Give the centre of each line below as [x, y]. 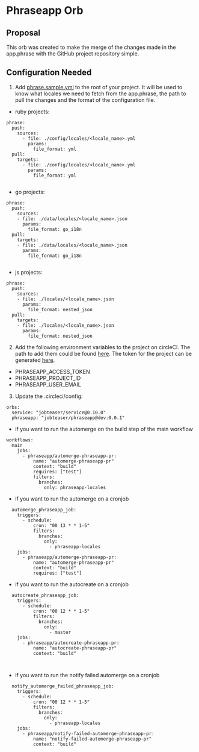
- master [60, 632]
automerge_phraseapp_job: [44, 510]
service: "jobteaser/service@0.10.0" [59, 412]
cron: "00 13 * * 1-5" [61, 525]
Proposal [23, 33]
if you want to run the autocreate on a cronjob [72, 584]
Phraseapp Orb [45, 11]
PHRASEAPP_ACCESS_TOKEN [52, 371]
